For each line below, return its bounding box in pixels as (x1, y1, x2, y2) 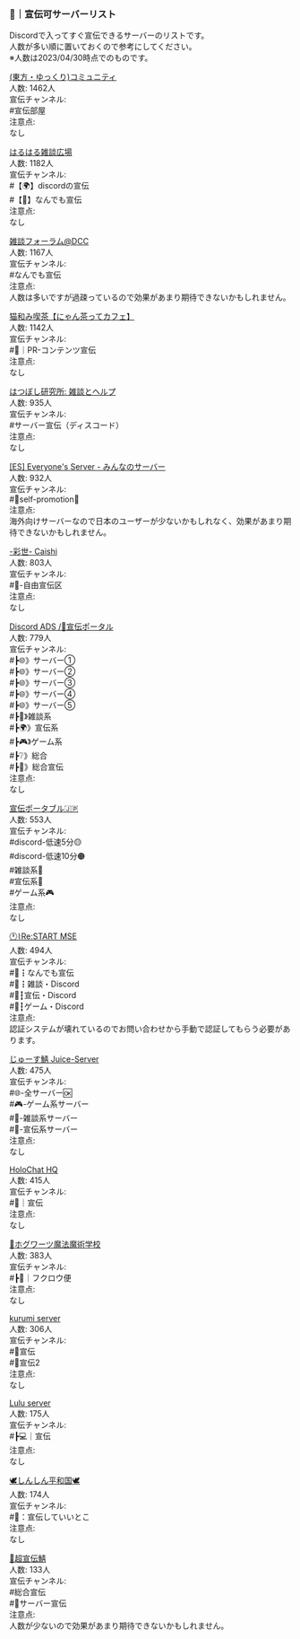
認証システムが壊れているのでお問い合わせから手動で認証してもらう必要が (9, 1023, 284, 1034)
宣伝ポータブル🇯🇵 (9, 803, 79, 814)
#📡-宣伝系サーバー (9, 1124, 79, 1135)
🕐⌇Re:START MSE (9, 931, 78, 942)
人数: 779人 (9, 633, 52, 644)
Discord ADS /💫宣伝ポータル (9, 621, 114, 632)
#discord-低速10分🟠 (9, 851, 86, 862)
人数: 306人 (9, 1324, 53, 1335)
